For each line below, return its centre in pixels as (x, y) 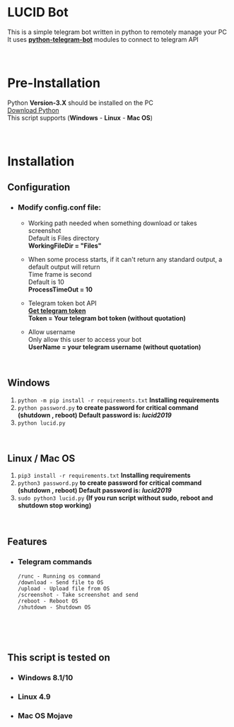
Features (27, 541)
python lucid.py (41, 423)
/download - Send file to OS (60, 583)
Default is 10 (46, 282)
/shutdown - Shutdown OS (54, 607)
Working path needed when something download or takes (112, 223)
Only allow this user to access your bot (85, 339)
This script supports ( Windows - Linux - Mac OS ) (80, 118)
